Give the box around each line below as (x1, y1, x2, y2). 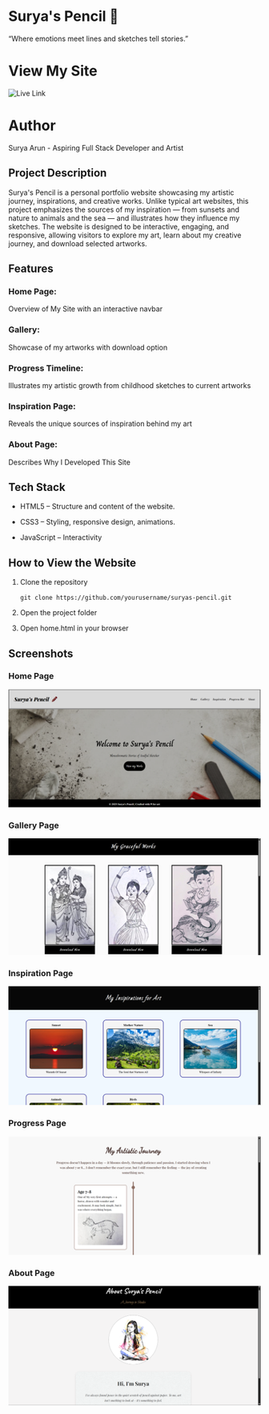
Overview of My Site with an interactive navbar (8, 304, 163, 314)
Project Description (8, 166, 107, 180)
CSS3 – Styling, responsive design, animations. (19, 517, 176, 527)
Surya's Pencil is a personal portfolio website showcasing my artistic (8, 188, 235, 197)
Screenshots (8, 646, 74, 660)
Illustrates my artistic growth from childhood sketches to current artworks (8, 380, 251, 390)
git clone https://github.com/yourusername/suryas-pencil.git (19, 594, 232, 602)
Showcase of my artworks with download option (8, 342, 168, 352)
